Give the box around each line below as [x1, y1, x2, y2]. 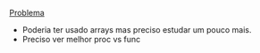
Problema [9, 8, 45, 18]
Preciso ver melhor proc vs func [21, 34, 141, 44]
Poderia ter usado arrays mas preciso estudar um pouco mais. [21, 25, 252, 34]
